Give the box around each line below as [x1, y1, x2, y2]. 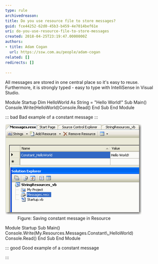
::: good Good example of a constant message [5, 245, 99, 251]
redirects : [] [5, 60, 35, 65]
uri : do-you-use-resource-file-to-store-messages [5, 29, 110, 34]
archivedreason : [5, 13, 39, 18]
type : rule [5, 8, 28, 13]
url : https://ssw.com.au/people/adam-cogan [9, 49, 100, 54]
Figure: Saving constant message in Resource [17, 215, 111, 222]
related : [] [5, 55, 30, 60]
